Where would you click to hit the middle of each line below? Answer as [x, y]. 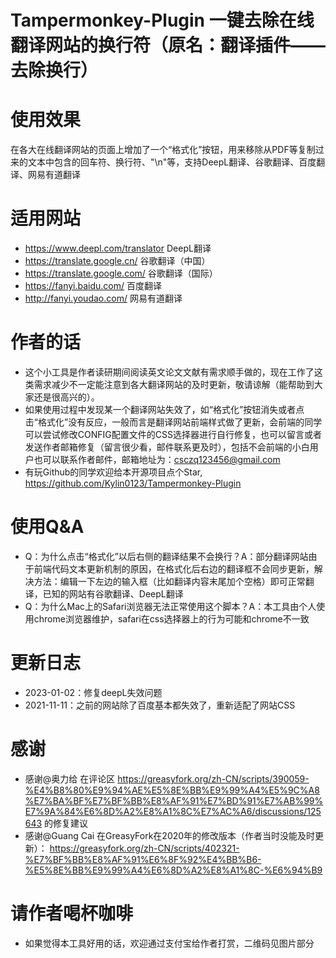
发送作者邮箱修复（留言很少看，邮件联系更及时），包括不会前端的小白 [167, 447]
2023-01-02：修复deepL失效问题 [93, 692]
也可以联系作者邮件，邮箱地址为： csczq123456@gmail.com [157, 459]
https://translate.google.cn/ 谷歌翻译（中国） [117, 261]
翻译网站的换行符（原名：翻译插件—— [168, 45]
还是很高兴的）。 [66, 397]
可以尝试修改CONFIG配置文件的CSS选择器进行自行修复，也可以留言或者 [173, 434]
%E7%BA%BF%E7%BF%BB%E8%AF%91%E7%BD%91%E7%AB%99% [174, 800]
